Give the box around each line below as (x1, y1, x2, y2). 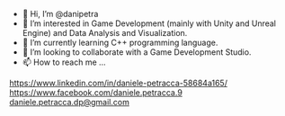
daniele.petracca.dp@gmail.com (9, 97, 130, 107)
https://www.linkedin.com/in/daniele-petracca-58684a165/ (9, 77, 227, 88)
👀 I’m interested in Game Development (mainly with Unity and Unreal (22, 18, 277, 29)
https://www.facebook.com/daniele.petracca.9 (9, 87, 183, 98)
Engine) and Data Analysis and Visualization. (22, 28, 188, 38)
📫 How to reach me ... (22, 57, 106, 67)
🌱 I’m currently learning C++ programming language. (22, 37, 218, 48)
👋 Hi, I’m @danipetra (22, 9, 99, 19)
